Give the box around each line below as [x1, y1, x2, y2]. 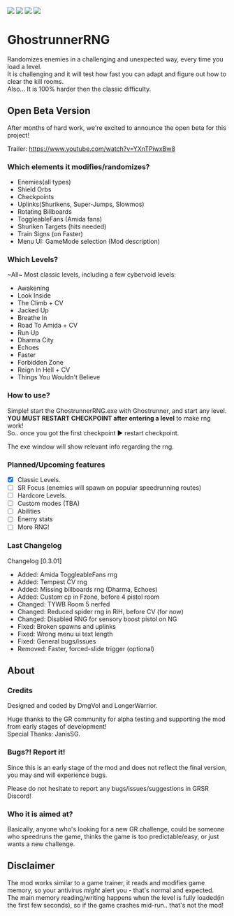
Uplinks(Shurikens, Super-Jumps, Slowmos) [17, 200, 145, 209]
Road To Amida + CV [17, 321, 78, 330]
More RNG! [17, 523, 50, 531]
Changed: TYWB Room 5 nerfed [17, 599, 110, 608]
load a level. [7, 62, 42, 71]
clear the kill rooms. [7, 77, 64, 85]
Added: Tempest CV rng [17, 577, 87, 586]
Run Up [17, 328, 40, 337]
